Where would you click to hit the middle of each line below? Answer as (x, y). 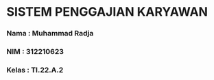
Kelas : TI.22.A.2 (35, 70)
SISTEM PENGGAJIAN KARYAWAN (107, 12)
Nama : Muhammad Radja (50, 34)
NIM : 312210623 (35, 52)
